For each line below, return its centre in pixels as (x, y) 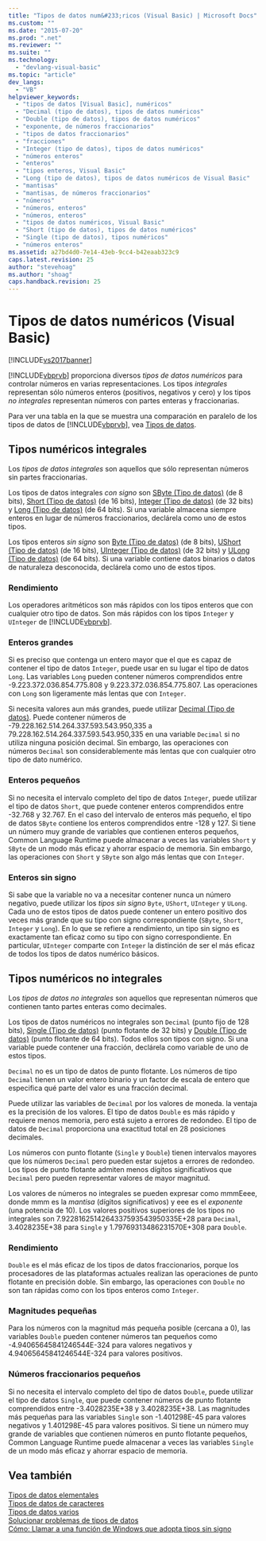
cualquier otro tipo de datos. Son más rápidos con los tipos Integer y (121, 614)
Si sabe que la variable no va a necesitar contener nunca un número (120, 895)
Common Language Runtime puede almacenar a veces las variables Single (131, 1442)
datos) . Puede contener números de (67, 717)
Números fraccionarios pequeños (75, 1374)
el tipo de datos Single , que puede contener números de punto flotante (125, 1399)
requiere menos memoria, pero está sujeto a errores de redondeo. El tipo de (132, 1120)
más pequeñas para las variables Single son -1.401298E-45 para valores (127, 1417)
